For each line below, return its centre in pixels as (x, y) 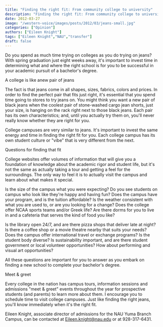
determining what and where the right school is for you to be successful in (79, 65)
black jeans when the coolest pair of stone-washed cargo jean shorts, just (79, 105)
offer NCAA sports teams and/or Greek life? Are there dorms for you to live (80, 210)
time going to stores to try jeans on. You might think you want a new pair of (80, 100)
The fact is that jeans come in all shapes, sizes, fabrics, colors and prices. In (81, 89)
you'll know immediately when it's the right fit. (51, 304)
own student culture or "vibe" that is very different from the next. (70, 140)
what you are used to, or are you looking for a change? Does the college (77, 204)
